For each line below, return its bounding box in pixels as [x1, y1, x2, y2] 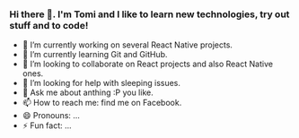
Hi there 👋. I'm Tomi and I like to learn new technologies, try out [9, 8, 290, 21]
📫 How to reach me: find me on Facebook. [22, 98, 182, 108]
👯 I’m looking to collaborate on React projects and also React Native [22, 58, 274, 70]
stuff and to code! [9, 19, 89, 31]
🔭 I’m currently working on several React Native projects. [22, 39, 233, 50]
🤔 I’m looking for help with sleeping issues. [22, 78, 181, 89]
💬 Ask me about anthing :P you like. [22, 87, 154, 98]
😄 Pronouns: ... [22, 110, 81, 121]
